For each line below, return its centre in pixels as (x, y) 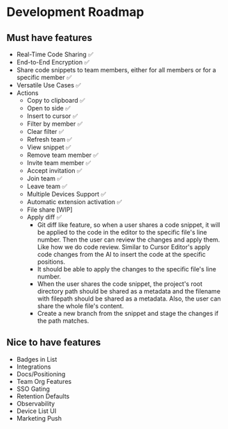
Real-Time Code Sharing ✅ (55, 54)
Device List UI (36, 411)
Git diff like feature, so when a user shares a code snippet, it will (129, 225)
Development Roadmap (76, 12)
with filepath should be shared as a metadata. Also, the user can (129, 298)
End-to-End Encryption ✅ (53, 62)
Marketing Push (39, 418)
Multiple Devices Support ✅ (67, 194)
